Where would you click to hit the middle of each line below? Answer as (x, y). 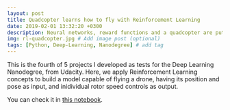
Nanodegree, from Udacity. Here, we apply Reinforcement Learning (102, 72)
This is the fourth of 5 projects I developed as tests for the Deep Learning (111, 65)
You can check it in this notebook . (55, 99)
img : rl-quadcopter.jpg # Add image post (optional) (84, 39)
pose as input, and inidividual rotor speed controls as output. (93, 86)
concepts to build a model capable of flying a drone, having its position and (113, 79)
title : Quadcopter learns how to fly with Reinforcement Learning (104, 20)
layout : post (26, 13)
